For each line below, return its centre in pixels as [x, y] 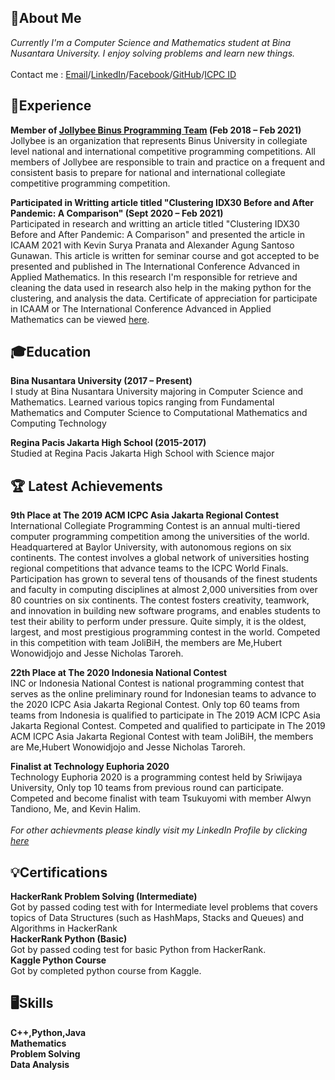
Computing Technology [58, 423]
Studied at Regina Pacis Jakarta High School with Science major [142, 453]
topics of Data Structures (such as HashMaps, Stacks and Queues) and [157, 918]
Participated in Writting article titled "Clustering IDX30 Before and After [162, 202]
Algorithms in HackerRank [64, 928]
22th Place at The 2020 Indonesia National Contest [119, 673]
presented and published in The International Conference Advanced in [155, 266]
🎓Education [51, 352]
